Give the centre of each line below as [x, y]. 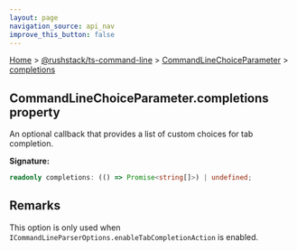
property [35, 112]
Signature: [29, 161]
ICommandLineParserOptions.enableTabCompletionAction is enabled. [134, 237]
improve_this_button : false [62, 34]
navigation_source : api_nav [62, 26]
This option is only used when [65, 228]
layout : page [34, 18]
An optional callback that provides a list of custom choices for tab [131, 134]
